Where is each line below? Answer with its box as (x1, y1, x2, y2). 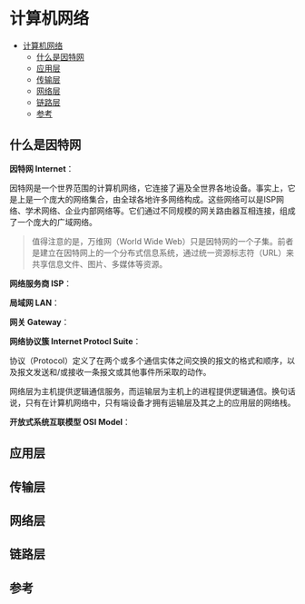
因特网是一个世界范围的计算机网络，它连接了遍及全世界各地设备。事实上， (9, 183, 288, 193)
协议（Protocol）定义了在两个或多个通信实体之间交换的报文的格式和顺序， (9, 355, 288, 366)
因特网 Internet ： (9, 163, 74, 173)
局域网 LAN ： (9, 297, 61, 308)
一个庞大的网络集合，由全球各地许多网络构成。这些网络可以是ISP (33, 193, 277, 204)
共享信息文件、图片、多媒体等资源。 (31, 258, 168, 269)
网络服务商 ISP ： (9, 278, 73, 289)
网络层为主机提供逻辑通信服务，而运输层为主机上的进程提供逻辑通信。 (9, 385, 272, 396)
